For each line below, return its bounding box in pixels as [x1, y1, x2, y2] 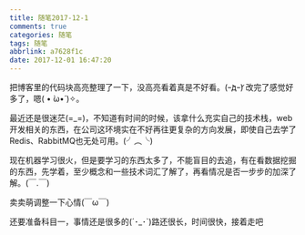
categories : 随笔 [9, 30, 73, 39]
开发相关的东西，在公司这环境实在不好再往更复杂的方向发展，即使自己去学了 [9, 124, 297, 135]
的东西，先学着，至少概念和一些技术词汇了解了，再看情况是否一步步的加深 [9, 166, 289, 177]
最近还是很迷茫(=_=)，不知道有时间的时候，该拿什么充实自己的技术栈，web [9, 113, 293, 123]
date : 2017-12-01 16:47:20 [9, 56, 112, 65]
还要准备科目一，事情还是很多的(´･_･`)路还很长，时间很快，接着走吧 [9, 216, 264, 227]
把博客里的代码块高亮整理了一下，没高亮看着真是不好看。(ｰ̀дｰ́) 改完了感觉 [9, 82, 286, 92]
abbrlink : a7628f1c [9, 47, 84, 56]
